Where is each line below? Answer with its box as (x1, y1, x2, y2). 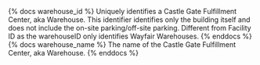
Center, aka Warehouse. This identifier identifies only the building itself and (8, 15, 251, 24)
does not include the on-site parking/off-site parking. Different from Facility (8, 23, 252, 32)
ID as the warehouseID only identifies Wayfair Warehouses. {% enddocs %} (8, 31, 253, 41)
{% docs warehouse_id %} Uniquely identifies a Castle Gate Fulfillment (8, 7, 237, 16)
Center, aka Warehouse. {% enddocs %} (8, 49, 139, 57)
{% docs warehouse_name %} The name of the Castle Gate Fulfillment (8, 40, 237, 49)
